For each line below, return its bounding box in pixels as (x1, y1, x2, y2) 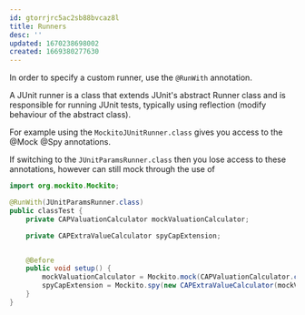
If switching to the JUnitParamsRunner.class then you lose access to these (9, 154, 287, 165)
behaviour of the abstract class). (9, 109, 132, 120)
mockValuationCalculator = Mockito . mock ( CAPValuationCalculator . (42, 272, 295, 282)
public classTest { (9, 206, 84, 215)
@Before (25, 256, 54, 265)
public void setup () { (25, 264, 112, 273)
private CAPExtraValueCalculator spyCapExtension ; (25, 231, 221, 240)
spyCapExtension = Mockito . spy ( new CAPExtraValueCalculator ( (42, 281, 279, 290)
